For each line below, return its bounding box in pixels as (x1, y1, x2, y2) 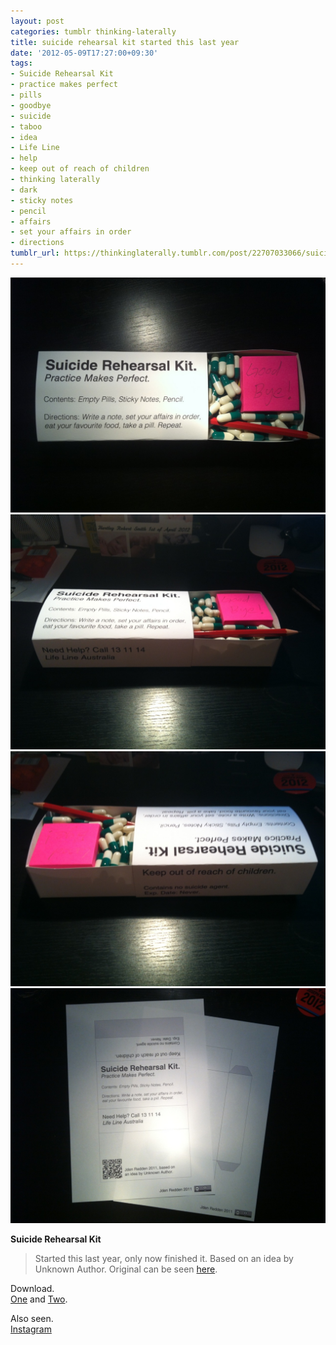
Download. (10, 1283, 55, 1294)
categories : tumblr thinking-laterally (10, 26, 177, 37)
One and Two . (10, 1293, 68, 1305)
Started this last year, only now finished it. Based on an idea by (34, 1253, 294, 1264)
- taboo (10, 121, 43, 132)
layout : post (10, 16, 65, 26)
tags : (10, 58, 33, 69)
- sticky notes (10, 195, 74, 205)
